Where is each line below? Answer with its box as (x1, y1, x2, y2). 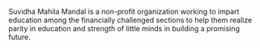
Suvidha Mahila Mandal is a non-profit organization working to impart (8, 7, 240, 16)
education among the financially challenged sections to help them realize (8, 15, 253, 25)
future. (8, 32, 31, 42)
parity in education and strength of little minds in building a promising (8, 24, 241, 33)
